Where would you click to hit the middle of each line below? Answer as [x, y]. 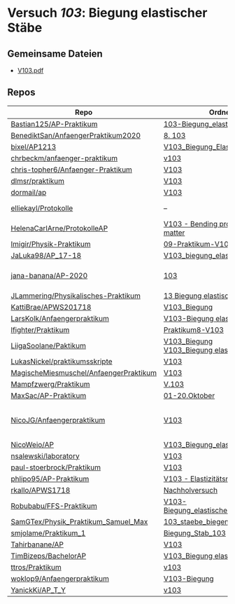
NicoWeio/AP [33, 444]
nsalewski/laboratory [45, 455]
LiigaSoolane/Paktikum [48, 345]
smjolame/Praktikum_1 [48, 533]
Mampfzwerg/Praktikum [50, 384]
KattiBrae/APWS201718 [51, 307]
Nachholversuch [191, 490]
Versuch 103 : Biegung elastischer [107, 13]
